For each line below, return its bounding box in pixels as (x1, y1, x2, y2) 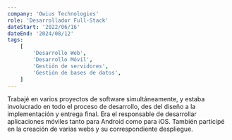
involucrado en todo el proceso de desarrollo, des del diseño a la (7, 103, 196, 111)
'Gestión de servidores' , (32, 63, 109, 70)
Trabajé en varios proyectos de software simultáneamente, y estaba (7, 95, 205, 103)
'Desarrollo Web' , (32, 50, 87, 57)
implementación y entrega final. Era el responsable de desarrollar (7, 110, 197, 118)
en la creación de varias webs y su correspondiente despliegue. (7, 125, 194, 134)
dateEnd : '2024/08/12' (7, 30, 74, 37)
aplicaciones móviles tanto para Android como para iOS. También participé (7, 117, 225, 126)
